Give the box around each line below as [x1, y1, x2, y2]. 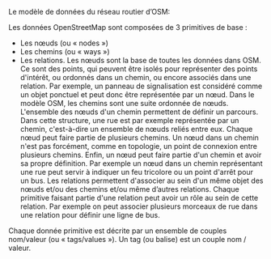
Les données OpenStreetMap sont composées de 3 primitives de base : [8, 23, 248, 32]
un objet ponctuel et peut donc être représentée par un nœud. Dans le [19, 90, 255, 100]
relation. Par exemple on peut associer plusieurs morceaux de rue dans [19, 202, 258, 211]
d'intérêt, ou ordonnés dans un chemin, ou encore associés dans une [19, 73, 252, 82]
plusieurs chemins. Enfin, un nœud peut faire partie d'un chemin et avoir [19, 150, 262, 159]
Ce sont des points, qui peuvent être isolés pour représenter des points [19, 64, 258, 74]
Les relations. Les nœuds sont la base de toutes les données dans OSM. [19, 56, 261, 65]
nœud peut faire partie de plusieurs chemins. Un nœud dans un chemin [19, 133, 259, 142]
